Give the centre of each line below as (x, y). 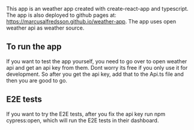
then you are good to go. (37, 80)
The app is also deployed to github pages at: (61, 15)
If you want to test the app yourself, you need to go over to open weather (97, 61)
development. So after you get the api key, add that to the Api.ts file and (95, 74)
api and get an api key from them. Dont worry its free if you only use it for (97, 67)
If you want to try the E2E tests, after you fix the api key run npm (86, 114)
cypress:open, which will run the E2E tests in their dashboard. (83, 120)
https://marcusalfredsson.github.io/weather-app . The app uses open (91, 21)
